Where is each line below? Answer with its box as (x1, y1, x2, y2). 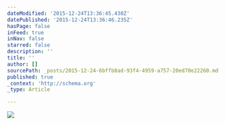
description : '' (7, 48, 53, 55)
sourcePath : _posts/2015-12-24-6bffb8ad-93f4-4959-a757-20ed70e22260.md (7, 67, 219, 74)
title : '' (7, 55, 36, 61)
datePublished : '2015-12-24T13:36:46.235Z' (7, 16, 133, 23)
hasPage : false (7, 23, 51, 29)
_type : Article (7, 86, 51, 93)
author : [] (7, 61, 38, 68)
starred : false (7, 42, 51, 48)
